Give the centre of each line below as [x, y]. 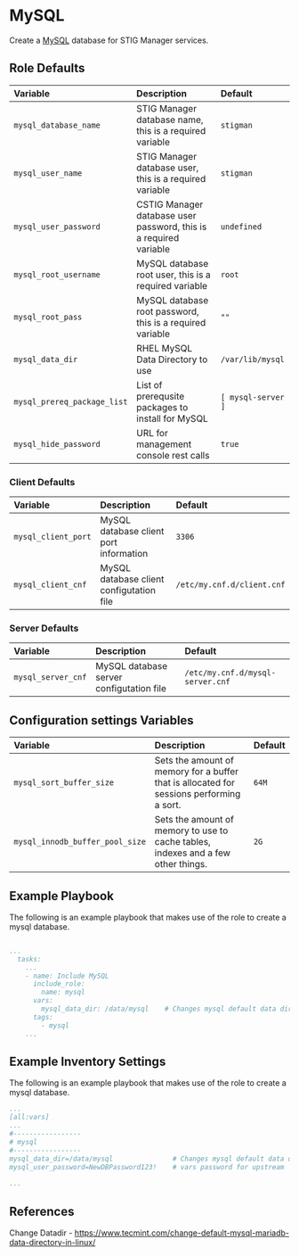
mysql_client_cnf [50, 585]
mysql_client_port [53, 537]
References [42, 1211]
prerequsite [161, 396]
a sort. [168, 806]
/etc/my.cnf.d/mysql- [230, 673]
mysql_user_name [48, 173]
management [164, 444]
